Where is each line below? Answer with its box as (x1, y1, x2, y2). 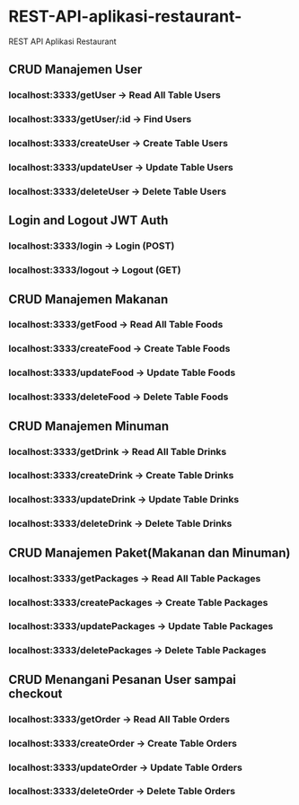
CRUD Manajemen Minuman (8, 418, 170, 433)
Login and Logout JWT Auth (8, 213, 169, 228)
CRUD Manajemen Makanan (8, 292, 169, 307)
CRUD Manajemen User (8, 62, 143, 77)
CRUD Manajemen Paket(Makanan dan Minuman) (8, 545, 291, 560)
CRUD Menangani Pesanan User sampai (8, 671, 237, 687)
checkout (8, 686, 63, 701)
